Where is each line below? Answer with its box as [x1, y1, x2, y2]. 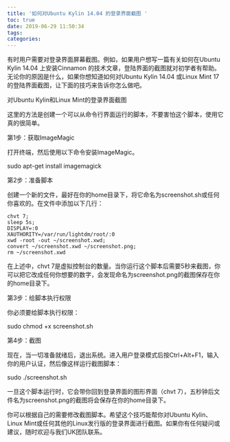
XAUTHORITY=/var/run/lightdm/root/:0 [7, 231, 115, 238]
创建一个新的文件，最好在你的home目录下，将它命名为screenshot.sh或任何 [7, 190, 220, 199]
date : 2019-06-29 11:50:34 [7, 23, 84, 30]
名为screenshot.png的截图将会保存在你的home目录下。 [12, 396, 170, 404]
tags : [7, 29, 23, 36]
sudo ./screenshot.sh [7, 373, 67, 382]
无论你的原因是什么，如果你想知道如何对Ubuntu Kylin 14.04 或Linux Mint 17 [7, 73, 220, 81]
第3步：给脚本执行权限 [7, 294, 71, 302]
